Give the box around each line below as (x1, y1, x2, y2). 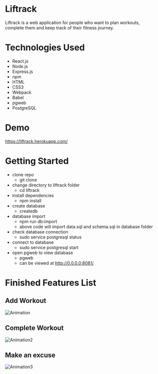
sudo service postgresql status (19, 234, 82, 240)
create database (12, 203, 45, 209)
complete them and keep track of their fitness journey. (5, 24, 115, 30)
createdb (19, 208, 38, 214)
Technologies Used (5, 42, 85, 53)
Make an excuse (5, 351, 56, 359)
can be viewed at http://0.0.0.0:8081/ (19, 260, 94, 266)
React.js (12, 58, 29, 64)
